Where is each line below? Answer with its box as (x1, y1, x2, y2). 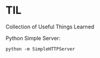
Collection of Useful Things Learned (5, 23, 95, 30)
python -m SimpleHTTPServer (5, 46, 76, 52)
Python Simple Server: (5, 34, 61, 41)
